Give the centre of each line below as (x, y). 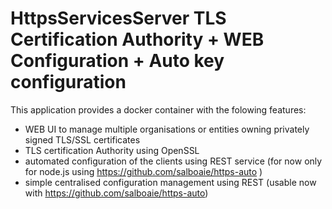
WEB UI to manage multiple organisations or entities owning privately (167, 129)
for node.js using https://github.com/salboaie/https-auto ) (143, 171)
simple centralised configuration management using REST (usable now (170, 182)
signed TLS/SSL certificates (82, 139)
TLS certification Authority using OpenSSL (112, 150)
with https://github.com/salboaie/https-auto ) (116, 193)
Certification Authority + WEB (137, 39)
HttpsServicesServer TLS (118, 18)
